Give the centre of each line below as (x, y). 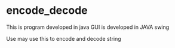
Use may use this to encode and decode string (64, 38)
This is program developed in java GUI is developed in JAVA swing (88, 27)
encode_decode (47, 10)
